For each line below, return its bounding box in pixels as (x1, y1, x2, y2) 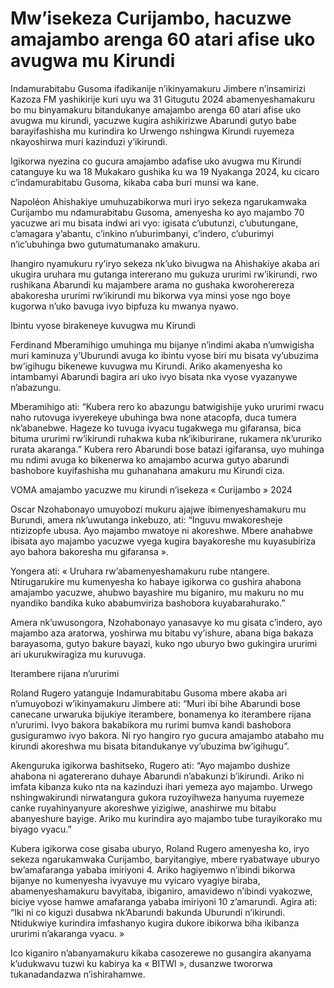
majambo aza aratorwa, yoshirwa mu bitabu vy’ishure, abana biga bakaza (10, 627, 314, 639)
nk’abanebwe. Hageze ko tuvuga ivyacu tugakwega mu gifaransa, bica (10, 422, 302, 434)
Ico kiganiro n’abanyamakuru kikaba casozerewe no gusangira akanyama (10, 947, 312, 959)
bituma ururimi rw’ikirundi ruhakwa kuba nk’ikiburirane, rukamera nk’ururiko (10, 432, 323, 444)
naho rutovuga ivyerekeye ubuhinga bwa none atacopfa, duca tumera (10, 411, 297, 423)
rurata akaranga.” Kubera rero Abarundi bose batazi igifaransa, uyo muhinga (10, 443, 325, 455)
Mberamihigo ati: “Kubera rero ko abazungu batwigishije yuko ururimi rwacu (10, 400, 325, 412)
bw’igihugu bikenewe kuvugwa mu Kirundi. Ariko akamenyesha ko (10, 360, 283, 372)
